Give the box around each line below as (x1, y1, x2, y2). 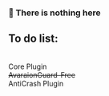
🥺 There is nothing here (8, 7, 102, 18)
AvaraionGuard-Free (8, 70, 76, 79)
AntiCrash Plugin (8, 78, 64, 88)
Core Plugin (8, 62, 47, 71)
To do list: (8, 32, 59, 46)
